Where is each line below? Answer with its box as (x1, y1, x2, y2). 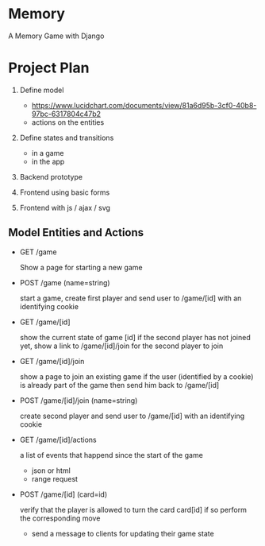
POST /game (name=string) (19, 277, 110, 287)
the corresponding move (19, 513, 101, 523)
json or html (31, 466, 71, 475)
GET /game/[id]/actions (19, 435, 97, 444)
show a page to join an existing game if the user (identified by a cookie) (19, 371, 254, 381)
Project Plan (8, 59, 90, 77)
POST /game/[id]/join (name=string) (19, 395, 138, 405)
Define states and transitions (19, 133, 114, 142)
